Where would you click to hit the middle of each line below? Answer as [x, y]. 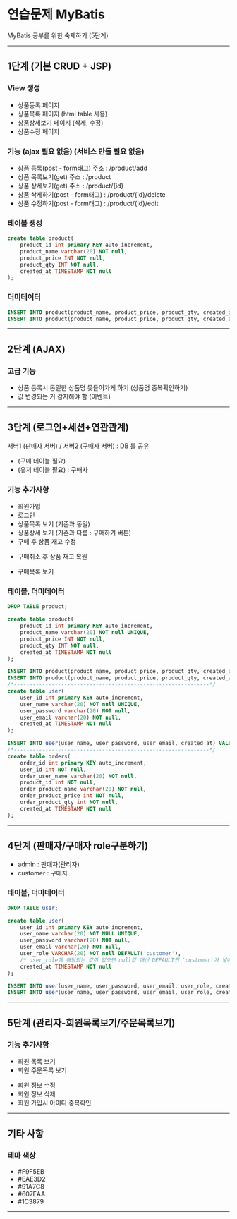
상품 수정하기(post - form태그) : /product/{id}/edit [88, 203]
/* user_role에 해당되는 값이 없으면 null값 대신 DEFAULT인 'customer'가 [120, 960]
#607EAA [31, 1194]
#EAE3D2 [31, 1179]
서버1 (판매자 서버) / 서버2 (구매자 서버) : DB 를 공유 [78, 446]
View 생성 [24, 88]
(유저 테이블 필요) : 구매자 [53, 469]
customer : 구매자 [43, 873]
